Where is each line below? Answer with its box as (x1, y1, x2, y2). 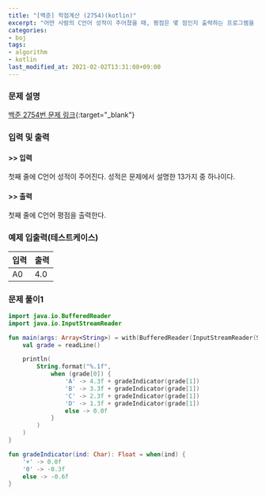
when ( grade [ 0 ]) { (50, 370, 112, 378)
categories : (8, 26, 47, 34)
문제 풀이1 (8, 293, 44, 304)
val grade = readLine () (22, 341, 101, 349)
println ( (22, 355, 51, 364)
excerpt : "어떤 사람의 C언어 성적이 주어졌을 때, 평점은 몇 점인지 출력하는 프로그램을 (8, 19, 255, 27)
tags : (8, 41, 26, 49)
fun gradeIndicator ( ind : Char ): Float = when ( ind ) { (8, 450, 186, 459)
